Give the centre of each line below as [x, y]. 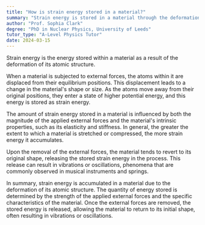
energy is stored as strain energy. [49, 102]
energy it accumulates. [35, 140]
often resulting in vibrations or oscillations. [60, 216]
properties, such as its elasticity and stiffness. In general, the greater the [97, 127]
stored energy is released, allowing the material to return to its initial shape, [101, 209]
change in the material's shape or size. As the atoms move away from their [100, 89]
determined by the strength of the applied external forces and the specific [99, 196]
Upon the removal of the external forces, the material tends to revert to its [99, 152]
